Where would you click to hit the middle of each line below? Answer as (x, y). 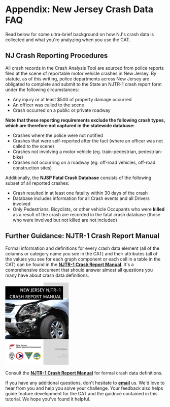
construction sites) (32, 168)
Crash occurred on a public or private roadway (61, 110)
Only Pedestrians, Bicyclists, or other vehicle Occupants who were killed (89, 209)
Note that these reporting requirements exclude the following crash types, (85, 120)
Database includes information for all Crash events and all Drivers (81, 198)
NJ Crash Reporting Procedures (57, 56)
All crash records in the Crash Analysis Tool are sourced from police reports (84, 68)
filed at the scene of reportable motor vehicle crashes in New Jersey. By (81, 73)
